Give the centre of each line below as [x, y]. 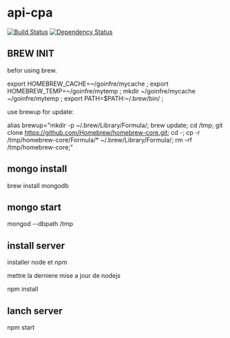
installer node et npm [37, 262]
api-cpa [30, 13]
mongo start [34, 207]
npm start [21, 327]
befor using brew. [32, 70]
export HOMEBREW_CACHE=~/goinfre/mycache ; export [88, 84]
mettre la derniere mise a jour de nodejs [64, 276]
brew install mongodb [38, 185]
